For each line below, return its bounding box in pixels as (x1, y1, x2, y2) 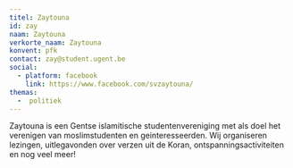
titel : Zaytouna (9, 13, 70, 22)
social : (9, 63, 38, 72)
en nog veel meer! (9, 149, 76, 160)
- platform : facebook (17, 71, 98, 80)
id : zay (9, 21, 38, 30)
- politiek (17, 96, 63, 105)
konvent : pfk (9, 46, 58, 55)
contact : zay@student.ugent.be (9, 55, 126, 63)
